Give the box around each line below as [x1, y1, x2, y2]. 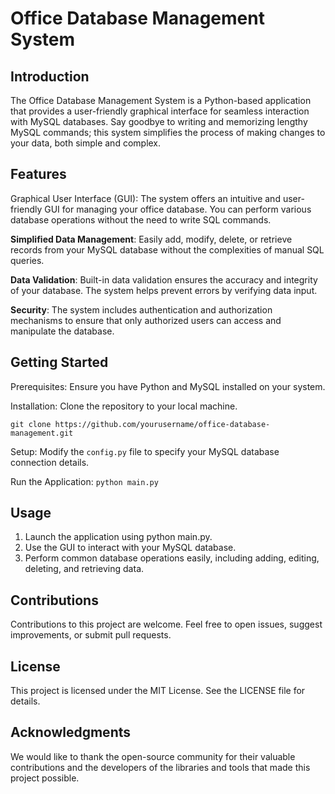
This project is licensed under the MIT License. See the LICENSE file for [10, 685, 306, 697]
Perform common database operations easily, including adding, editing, [24, 552, 320, 564]
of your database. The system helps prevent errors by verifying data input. [10, 284, 318, 296]
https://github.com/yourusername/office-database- [54, 419, 271, 429]
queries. [10, 254, 45, 266]
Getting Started [10, 354, 109, 371]
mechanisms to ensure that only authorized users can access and [10, 314, 282, 326]
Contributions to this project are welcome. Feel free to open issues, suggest [10, 618, 323, 631]
